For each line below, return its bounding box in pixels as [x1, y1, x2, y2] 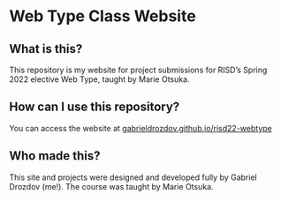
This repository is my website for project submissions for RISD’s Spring [9, 64, 268, 75]
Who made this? [9, 148, 101, 164]
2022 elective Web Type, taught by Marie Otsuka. [9, 74, 190, 85]
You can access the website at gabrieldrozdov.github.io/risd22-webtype [9, 123, 272, 133]
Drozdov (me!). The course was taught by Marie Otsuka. [9, 181, 214, 191]
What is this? [9, 41, 83, 56]
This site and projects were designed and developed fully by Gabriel [9, 172, 258, 182]
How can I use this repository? [9, 100, 180, 115]
